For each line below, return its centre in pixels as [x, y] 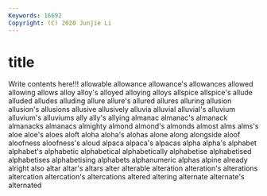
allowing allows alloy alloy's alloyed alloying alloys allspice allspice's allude [130, 93]
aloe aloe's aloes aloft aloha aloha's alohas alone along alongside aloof [124, 135]
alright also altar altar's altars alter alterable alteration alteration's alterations [133, 168]
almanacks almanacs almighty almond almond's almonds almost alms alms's [133, 126]
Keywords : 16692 [35, 15]
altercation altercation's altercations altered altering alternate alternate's [126, 177]
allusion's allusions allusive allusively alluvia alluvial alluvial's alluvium [122, 110]
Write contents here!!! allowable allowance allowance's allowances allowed [131, 84]
